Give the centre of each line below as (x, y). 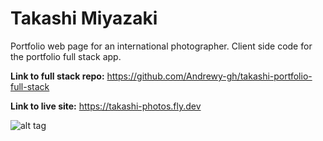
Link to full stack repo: (57, 76)
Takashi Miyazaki (84, 18)
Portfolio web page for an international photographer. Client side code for (161, 46)
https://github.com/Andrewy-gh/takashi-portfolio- (209, 76)
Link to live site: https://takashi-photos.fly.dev (106, 106)
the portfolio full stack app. (66, 56)
